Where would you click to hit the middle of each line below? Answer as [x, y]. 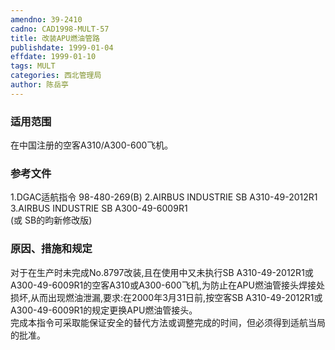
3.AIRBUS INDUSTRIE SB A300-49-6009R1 [99, 208]
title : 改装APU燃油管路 [55, 38]
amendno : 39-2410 [46, 19]
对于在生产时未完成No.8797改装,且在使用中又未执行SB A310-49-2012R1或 [162, 272]
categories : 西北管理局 [56, 76]
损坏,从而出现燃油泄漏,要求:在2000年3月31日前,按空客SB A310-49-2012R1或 [166, 297]
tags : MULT [33, 66]
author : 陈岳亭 [39, 85]
